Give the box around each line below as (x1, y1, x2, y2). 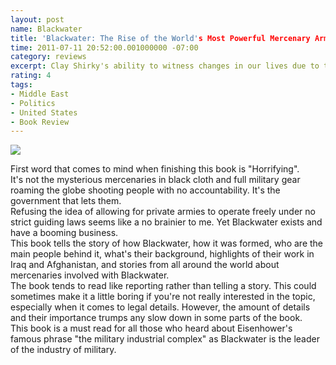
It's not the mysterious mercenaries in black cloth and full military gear (10, 174, 301, 186)
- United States (10, 107, 78, 118)
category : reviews (10, 52, 87, 62)
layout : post (10, 14, 65, 25)
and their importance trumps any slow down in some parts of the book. (10, 312, 303, 324)
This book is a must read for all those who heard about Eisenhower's (10, 322, 293, 335)
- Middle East (10, 89, 70, 99)
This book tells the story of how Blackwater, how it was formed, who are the (10, 237, 324, 250)
